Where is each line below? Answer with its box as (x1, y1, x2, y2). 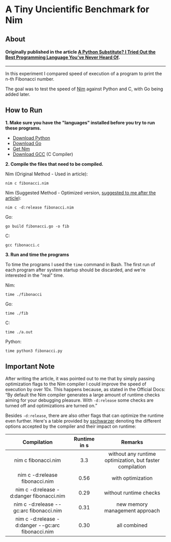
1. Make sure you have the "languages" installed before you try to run (5, 119, 155, 125)
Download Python (12, 135, 50, 141)
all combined (117, 522, 148, 529)
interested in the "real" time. (5, 272, 65, 278)
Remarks (121, 438, 144, 446)
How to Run (5, 106, 43, 115)
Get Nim (12, 145, 31, 151)
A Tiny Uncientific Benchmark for (5, 4, 150, 15)
